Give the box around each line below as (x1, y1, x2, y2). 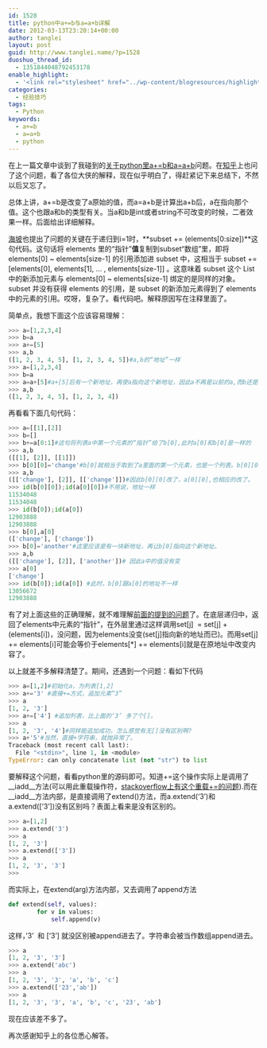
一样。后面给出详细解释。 (14, 216, 99, 227)
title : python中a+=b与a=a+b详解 (8, 19, 111, 27)
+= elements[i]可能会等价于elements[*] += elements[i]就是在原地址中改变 (8, 640, 250, 649)
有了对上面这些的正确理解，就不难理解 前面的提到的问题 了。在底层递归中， (8, 610, 252, 619)
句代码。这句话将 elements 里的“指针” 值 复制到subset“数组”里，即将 (8, 243, 230, 253)
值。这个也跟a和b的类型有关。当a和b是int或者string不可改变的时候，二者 (8, 207, 246, 216)
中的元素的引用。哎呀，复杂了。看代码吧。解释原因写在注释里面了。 (8, 294, 231, 303)
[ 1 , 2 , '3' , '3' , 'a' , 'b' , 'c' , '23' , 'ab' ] (8, 998, 162, 1007)
